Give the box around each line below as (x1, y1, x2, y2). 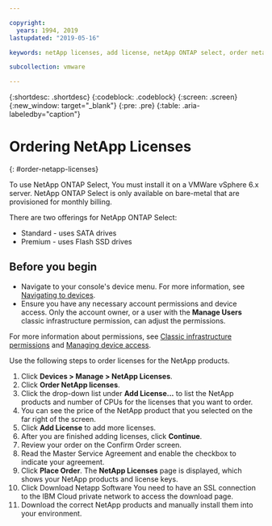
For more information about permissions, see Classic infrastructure (9, 332, 232, 341)
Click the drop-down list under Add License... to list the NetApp (20, 388, 234, 398)
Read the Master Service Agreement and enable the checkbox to (20, 449, 236, 458)
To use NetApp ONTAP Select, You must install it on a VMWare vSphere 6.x (9, 180, 259, 190)
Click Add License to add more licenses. (20, 423, 157, 432)
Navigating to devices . (20, 290, 96, 299)
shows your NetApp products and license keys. (20, 474, 178, 484)
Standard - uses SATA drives (20, 228, 117, 238)
